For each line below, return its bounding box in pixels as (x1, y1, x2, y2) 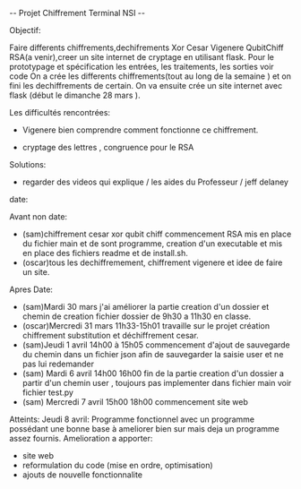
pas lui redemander (21, 358, 95, 369)
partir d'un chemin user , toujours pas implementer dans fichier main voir (21, 378, 292, 388)
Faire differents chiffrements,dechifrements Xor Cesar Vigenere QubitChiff (9, 42, 284, 53)
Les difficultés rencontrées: (9, 107, 110, 117)
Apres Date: (9, 284, 54, 295)
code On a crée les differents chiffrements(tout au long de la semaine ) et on (9, 71, 292, 81)
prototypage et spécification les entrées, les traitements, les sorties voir (9, 62, 275, 72)
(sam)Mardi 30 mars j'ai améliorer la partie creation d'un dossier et (21, 302, 270, 312)
